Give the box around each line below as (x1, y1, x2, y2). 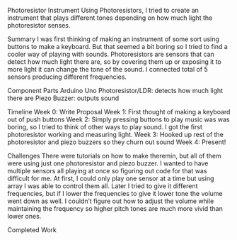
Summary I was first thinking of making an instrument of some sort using (7, 35, 219, 43)
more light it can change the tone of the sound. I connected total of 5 (7, 65, 209, 73)
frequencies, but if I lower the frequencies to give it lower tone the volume (7, 190, 223, 197)
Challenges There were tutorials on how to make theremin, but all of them (7, 152, 221, 160)
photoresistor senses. (7, 21, 71, 29)
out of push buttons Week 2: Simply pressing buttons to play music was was (7, 115, 230, 124)
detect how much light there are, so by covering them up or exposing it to (7, 58, 221, 66)
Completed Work (7, 226, 57, 234)
